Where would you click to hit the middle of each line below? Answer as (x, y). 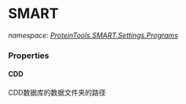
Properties (29, 56)
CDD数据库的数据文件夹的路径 (57, 93)
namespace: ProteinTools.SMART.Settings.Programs (93, 35)
